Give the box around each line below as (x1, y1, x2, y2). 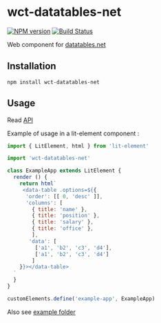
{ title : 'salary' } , (32, 219, 94, 226)
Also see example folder (7, 308, 76, 316)
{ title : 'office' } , (32, 225, 94, 232)
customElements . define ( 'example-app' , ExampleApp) (7, 295, 155, 302)
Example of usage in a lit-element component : (7, 129, 140, 137)
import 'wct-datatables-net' (7, 155, 91, 162)
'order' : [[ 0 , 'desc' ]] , (25, 193, 103, 200)
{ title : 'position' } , (32, 212, 100, 219)
